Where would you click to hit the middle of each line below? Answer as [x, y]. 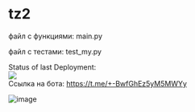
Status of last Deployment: [52, 67]
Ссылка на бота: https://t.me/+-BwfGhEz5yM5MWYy [98, 83]
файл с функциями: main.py [56, 36]
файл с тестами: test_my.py [55, 51]
